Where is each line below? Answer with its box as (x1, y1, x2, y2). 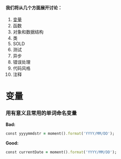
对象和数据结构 (12, 29, 44, 35)
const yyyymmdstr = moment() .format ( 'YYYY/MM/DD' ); (5, 131, 115, 136)
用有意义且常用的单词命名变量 (5, 110, 77, 117)
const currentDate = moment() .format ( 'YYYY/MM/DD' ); (5, 150, 117, 155)
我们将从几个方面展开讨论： (5, 4, 62, 10)
